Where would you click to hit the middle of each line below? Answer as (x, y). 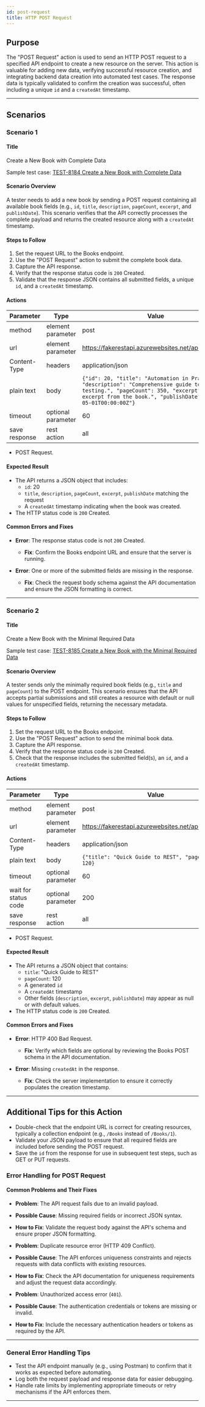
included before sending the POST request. (70, 1146)
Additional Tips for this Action (64, 1112)
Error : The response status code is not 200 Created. (80, 540)
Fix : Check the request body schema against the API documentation (110, 582)
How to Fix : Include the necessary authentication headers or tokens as (104, 1324)
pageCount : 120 (43, 978)
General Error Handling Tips (49, 1353)
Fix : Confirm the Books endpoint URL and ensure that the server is (108, 552)
